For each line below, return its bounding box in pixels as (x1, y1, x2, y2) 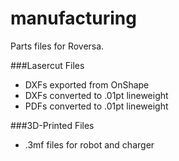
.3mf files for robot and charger (24, 138, 155, 151)
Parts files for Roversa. (10, 40, 105, 52)
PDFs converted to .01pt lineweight (24, 100, 169, 112)
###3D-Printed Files (10, 119, 95, 131)
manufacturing (10, 7, 137, 30)
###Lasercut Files (10, 59, 85, 71)
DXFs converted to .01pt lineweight (24, 89, 169, 101)
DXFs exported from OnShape (24, 78, 150, 91)
